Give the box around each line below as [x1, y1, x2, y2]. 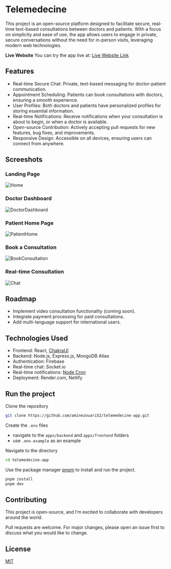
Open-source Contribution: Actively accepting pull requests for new [12, 124, 156, 130]
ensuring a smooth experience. [12, 97, 79, 103]
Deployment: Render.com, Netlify [12, 375, 83, 381]
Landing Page [5, 170, 40, 178]
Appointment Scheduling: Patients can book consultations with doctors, [12, 91, 164, 98]
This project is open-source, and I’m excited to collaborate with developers [5, 509, 163, 515]
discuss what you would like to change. [5, 530, 88, 536]
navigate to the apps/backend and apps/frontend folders [12, 432, 129, 438]
